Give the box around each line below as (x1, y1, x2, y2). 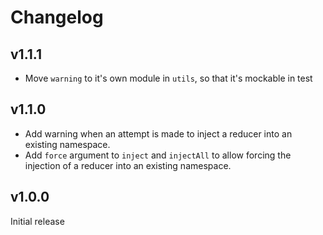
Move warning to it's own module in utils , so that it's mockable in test (24, 72, 313, 84)
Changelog (10, 6, 104, 29)
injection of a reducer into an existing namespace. (24, 159, 232, 171)
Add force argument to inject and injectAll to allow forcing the (24, 149, 292, 161)
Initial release (10, 215, 65, 227)
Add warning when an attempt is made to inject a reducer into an (24, 127, 293, 140)
